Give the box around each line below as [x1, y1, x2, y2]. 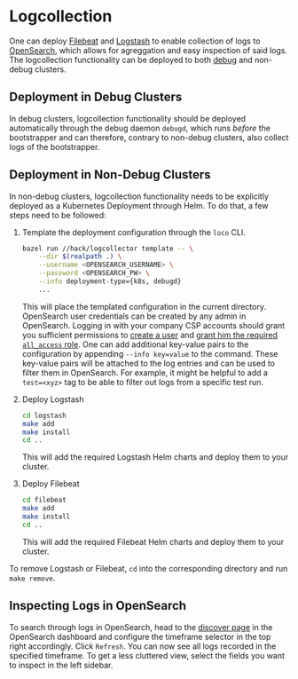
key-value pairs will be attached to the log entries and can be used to [21, 358, 275, 368]
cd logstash [21, 411, 67, 420]
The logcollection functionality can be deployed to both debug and [9, 54, 253, 65]
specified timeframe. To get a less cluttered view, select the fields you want [9, 650, 286, 660]
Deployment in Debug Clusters [9, 90, 183, 105]
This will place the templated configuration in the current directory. [21, 301, 266, 312]
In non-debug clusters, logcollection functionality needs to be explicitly [9, 191, 269, 201]
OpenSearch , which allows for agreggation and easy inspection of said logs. [9, 44, 288, 55]
